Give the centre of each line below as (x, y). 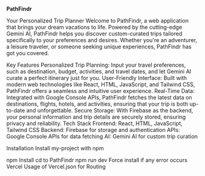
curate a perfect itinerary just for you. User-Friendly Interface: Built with (97, 78)
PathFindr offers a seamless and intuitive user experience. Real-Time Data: (100, 91)
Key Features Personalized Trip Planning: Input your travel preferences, (96, 65)
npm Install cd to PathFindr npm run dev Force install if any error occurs (97, 160)
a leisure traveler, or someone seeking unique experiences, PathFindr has (99, 46)
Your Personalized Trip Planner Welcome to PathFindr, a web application (97, 20)
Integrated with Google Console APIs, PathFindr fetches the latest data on (99, 97)
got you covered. (28, 53)
